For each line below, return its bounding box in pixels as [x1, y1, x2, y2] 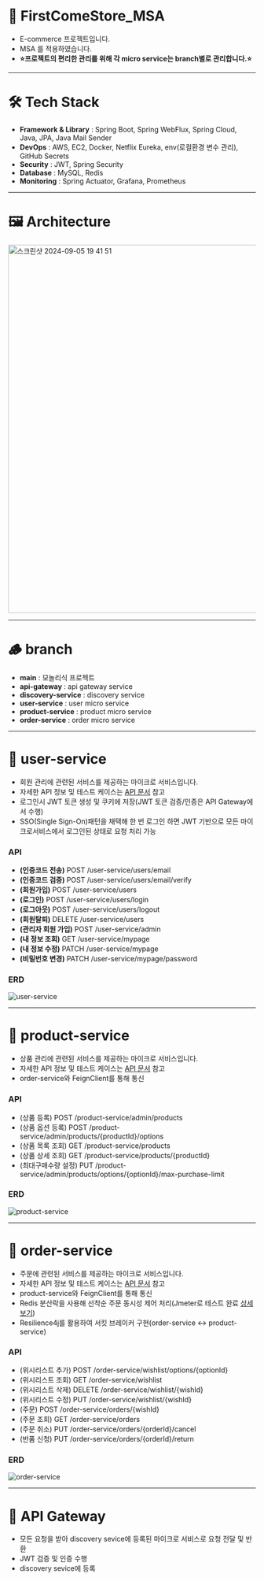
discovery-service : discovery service [19, 690, 145, 699]
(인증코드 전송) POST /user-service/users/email [19, 865, 171, 875]
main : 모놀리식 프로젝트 [19, 672, 96, 682]
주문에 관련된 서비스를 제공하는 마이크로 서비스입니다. [19, 1268, 184, 1278]
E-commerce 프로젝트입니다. [19, 34, 111, 43]
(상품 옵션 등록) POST [19, 1122, 88, 1132]
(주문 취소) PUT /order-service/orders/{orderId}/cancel [19, 1424, 196, 1434]
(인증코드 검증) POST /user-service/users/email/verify [19, 875, 192, 884]
